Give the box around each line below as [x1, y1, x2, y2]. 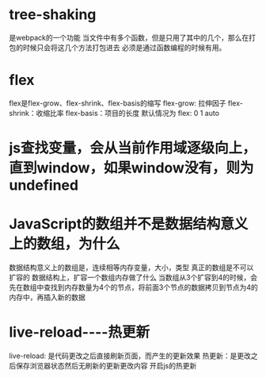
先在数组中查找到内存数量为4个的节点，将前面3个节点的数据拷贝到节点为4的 [9, 283, 258, 291]
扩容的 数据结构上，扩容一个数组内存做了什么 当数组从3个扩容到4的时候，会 [9, 272, 258, 282]
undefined [9, 176, 78, 195]
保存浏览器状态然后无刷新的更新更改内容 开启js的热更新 [15, 361, 197, 370]
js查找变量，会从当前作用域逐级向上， [9, 139, 256, 157]
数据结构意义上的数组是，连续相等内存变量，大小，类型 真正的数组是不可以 [9, 263, 254, 272]
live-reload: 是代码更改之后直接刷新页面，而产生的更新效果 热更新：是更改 [9, 351, 252, 361]
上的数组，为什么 [9, 235, 121, 253]
